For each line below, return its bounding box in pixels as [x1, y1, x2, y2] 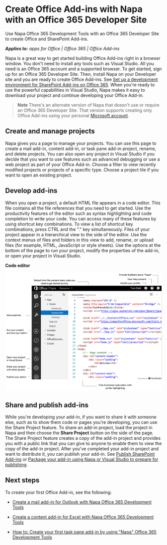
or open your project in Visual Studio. [5, 253, 82, 259]
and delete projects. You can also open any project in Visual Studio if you [5, 151, 155, 157]
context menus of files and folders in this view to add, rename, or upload [5, 237, 154, 243]
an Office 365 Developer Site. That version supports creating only [17, 107, 153, 113]
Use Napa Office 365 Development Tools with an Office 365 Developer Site [5, 30, 159, 36]
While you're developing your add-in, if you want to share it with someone [5, 414, 157, 420]
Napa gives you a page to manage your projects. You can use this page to [5, 140, 157, 146]
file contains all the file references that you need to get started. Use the [5, 205, 151, 211]
